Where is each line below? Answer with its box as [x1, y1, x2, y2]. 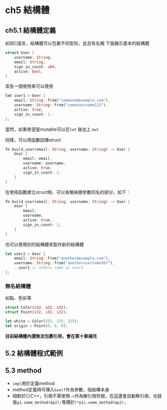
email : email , [23, 156, 52, 161]
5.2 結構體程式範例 [5, 349, 63, 358]
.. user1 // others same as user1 [14, 265, 84, 270]
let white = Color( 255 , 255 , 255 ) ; [5, 318, 79, 323]
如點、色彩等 [5, 295, 31, 301]
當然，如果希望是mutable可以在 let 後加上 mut [5, 126, 99, 132]
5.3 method [5, 366, 42, 375]
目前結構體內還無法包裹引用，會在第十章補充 [5, 333, 97, 339]
